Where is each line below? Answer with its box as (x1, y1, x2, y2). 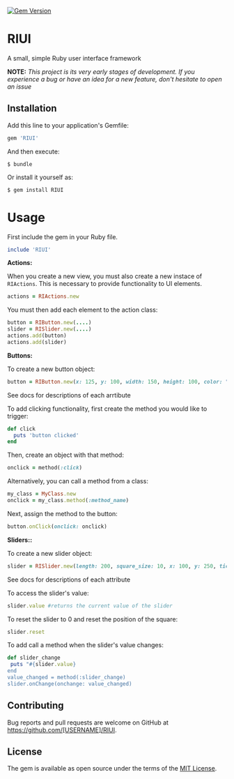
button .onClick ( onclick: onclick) (7, 523, 108, 530)
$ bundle (7, 160, 33, 167)
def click (7, 425, 36, 432)
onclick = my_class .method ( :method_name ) (7, 497, 130, 504)
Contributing (7, 699, 64, 711)
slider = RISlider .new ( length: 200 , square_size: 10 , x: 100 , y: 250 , (7, 562, 217, 570)
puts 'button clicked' (13, 432, 79, 439)
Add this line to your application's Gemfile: (7, 121, 129, 129)
